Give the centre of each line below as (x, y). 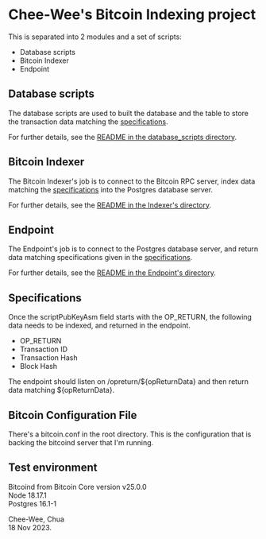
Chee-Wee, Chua (37, 519)
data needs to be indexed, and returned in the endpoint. (99, 326)
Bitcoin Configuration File (73, 415)
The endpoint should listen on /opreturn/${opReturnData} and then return (128, 382)
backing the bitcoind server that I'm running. (81, 442)
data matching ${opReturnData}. (62, 390)
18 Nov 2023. (30, 527)
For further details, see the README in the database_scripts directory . (123, 137)
